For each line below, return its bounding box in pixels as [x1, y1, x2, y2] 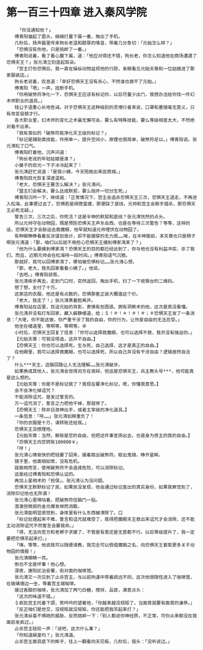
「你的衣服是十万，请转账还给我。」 [14, 419, 89, 426]
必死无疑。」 [10, 207, 36, 213]
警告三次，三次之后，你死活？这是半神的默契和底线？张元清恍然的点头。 [14, 213, 168, 220]
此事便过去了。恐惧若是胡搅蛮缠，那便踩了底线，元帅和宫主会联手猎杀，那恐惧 [24, 201, 191, 207]
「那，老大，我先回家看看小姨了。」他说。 [14, 265, 103, 271]
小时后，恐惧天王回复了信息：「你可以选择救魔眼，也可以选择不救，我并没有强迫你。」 [14, 330, 195, 336]
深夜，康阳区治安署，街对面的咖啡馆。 [14, 568, 96, 574]
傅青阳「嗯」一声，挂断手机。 [14, 85, 78, 91]
